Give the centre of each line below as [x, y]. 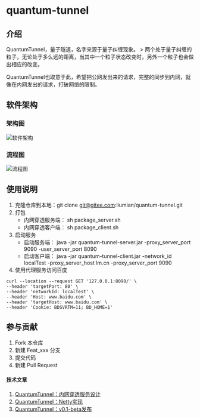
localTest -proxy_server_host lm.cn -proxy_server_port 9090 [98, 263]
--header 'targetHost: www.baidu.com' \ [57, 302]
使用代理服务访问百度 [41, 270]
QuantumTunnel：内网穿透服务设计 [58, 394]
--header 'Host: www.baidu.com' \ [49, 297]
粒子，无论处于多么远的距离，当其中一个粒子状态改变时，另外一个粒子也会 [97, 57]
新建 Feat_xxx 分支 [37, 350]
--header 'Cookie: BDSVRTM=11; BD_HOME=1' [60, 307]
